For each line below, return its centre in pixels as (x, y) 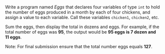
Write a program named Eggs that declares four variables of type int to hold (82, 7)
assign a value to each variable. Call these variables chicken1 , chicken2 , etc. (82, 17)
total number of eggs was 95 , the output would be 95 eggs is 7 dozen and (81, 32)
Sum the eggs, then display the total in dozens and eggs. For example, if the (82, 27)
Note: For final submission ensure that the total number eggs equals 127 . (79, 46)
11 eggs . (14, 37)
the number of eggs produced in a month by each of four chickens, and (78, 12)
